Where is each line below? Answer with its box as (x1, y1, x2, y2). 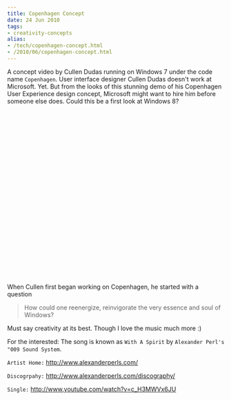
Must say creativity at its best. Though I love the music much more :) (7, 324, 202, 332)
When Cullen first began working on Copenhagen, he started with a (7, 283, 199, 291)
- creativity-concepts (7, 29, 72, 37)
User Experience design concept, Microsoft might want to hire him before (7, 89, 216, 97)
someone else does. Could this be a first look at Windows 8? (7, 97, 179, 105)
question (7, 289, 32, 298)
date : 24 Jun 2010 (7, 17, 60, 23)
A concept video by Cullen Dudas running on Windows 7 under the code (7, 67, 213, 76)
